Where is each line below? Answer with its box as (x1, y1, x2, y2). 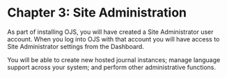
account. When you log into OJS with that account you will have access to (7, 35, 220, 43)
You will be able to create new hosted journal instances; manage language (7, 55, 221, 64)
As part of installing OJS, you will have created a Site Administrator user (7, 28, 214, 36)
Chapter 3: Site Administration (7, 5, 187, 21)
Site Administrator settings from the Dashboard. (7, 42, 144, 50)
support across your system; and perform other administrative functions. (7, 63, 217, 71)
